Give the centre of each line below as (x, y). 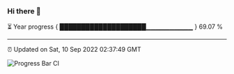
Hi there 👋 (24, 11)
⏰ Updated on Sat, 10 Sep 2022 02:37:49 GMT (74, 50)
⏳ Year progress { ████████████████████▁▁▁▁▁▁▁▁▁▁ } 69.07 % (115, 27)
